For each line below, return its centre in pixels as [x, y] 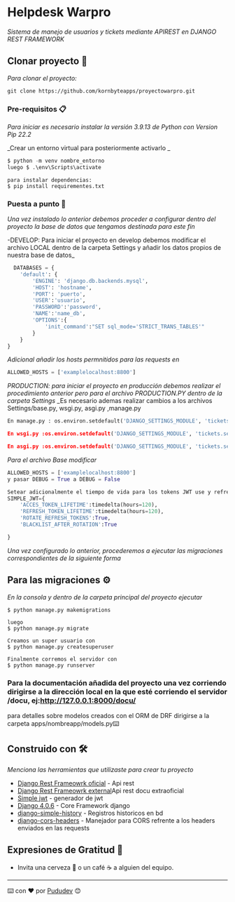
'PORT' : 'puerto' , [59, 294]
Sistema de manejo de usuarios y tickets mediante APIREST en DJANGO [112, 32]
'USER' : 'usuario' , [59, 300]
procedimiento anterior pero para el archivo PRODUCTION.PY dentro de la [115, 393]
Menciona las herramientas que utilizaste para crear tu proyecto [100, 769]
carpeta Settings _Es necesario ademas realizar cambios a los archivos [110, 401]
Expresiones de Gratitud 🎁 [65, 850]
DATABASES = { [34, 268]
